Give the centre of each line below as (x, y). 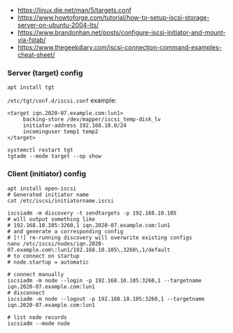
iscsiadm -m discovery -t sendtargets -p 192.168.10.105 (92, 213)
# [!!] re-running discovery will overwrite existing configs (100, 238)
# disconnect (26, 293)
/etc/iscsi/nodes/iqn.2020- (64, 244)
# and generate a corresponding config (65, 231)
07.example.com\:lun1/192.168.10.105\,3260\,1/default (89, 250)
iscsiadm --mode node (39, 323)
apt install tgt (31, 88)
